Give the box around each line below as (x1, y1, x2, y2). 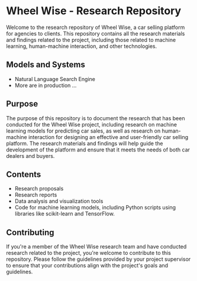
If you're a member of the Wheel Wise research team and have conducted (6, 243, 187, 250)
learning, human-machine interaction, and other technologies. (6, 43, 157, 50)
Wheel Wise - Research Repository (6, 4, 182, 18)
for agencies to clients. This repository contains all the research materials (6, 30, 185, 37)
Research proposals (14, 185, 64, 192)
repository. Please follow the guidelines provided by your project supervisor (6, 256, 191, 263)
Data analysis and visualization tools (14, 198, 104, 205)
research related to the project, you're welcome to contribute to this (6, 250, 172, 257)
